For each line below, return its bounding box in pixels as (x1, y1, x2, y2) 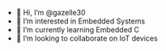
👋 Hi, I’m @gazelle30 (15, 8, 87, 17)
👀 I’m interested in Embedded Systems (15, 16, 146, 26)
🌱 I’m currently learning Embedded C (15, 25, 140, 34)
